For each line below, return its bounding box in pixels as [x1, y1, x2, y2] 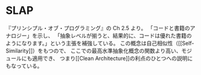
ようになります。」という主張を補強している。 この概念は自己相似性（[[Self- [5, 39, 194, 47]
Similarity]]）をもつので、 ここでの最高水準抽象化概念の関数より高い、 [5, 47, 182, 54]
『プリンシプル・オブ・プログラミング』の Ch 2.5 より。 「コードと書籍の [5, 24, 191, 31]
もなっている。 [5, 62, 43, 70]
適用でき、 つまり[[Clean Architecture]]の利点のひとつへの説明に [31, 54, 193, 62]
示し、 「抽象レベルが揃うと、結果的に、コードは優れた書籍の [37, 31, 192, 39]
